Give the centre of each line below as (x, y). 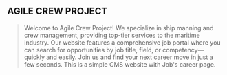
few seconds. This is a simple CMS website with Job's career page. (120, 64)
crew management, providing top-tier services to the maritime (112, 35)
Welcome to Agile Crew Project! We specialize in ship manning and (119, 28)
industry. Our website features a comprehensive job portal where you (122, 42)
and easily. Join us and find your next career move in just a (129, 57)
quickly (34, 57)
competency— (183, 50)
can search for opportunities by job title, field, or (93, 50)
